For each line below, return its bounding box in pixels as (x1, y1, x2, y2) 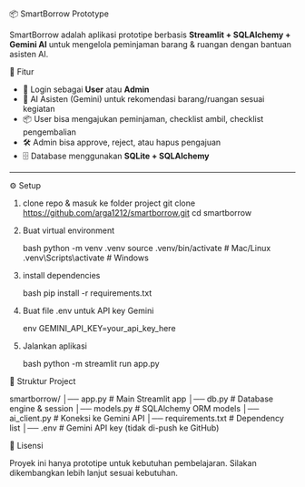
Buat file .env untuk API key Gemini (22, 305, 154, 316)
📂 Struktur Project (9, 376, 76, 386)
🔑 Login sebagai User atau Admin (22, 84, 150, 95)
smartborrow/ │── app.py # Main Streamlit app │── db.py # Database (9, 393, 274, 404)
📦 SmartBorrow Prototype (9, 8, 109, 19)
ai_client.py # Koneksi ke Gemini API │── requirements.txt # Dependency (9, 413, 284, 423)
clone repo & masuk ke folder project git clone (22, 198, 196, 208)
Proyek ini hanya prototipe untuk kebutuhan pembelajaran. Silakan (9, 458, 257, 468)
